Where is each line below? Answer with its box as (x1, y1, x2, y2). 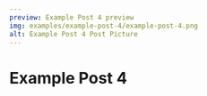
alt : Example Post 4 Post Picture (9, 29, 139, 38)
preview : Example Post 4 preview (9, 12, 134, 22)
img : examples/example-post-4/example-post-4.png (9, 21, 199, 30)
